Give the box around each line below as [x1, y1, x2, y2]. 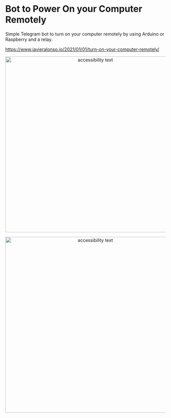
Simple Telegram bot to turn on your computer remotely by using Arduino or [5, 31, 164, 37]
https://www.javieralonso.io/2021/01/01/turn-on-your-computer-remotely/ [5, 46, 159, 52]
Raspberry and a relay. [5, 36, 53, 42]
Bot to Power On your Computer [5, 3, 142, 15]
